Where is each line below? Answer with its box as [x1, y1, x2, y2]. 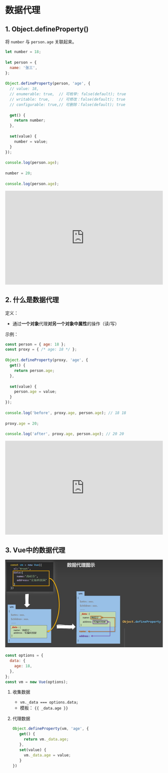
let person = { [5, 60, 37, 65]
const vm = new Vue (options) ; [5, 679, 68, 684]
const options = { [5, 653, 43, 658]
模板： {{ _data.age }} [19, 705, 68, 711]
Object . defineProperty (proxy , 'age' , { [5, 357, 88, 363]
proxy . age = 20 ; [5, 421, 39, 426]
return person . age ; [14, 368, 55, 373]
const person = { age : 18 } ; [5, 341, 66, 347]
